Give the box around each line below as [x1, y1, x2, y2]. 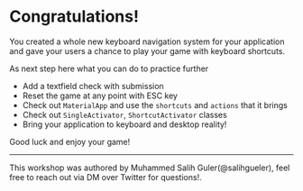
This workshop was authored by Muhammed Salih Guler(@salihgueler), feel [9, 162, 290, 173]
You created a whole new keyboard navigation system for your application [9, 36, 285, 47]
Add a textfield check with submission [22, 80, 164, 91]
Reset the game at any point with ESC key [22, 90, 179, 101]
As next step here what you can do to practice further [9, 63, 209, 74]
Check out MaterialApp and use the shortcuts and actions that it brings [22, 99, 289, 110]
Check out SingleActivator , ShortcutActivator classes [22, 109, 227, 120]
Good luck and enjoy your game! [9, 136, 131, 147]
